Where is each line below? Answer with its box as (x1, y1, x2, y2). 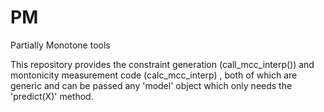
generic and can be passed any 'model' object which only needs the (10, 79, 293, 91)
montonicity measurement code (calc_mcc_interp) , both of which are (10, 69, 298, 81)
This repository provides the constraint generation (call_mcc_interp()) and (10, 58, 315, 70)
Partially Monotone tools (10, 39, 111, 51)
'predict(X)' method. (10, 90, 94, 102)
